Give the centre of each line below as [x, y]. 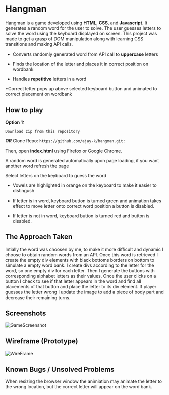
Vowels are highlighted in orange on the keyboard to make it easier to [85, 185]
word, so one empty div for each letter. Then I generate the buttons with [80, 270]
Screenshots [26, 313]
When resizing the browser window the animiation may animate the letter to [84, 381]
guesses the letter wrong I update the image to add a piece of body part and [84, 292]
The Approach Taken [39, 237]
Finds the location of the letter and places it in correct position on [80, 64]
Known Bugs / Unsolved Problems [60, 369]
